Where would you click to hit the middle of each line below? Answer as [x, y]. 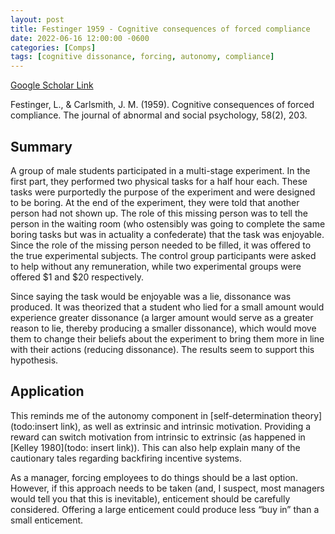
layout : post [37, 19]
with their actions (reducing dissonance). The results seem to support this [162, 349]
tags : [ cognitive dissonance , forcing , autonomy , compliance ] [142, 57]
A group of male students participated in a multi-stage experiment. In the [160, 170]
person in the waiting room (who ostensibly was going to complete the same [168, 223]
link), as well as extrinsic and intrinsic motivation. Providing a [186, 426]
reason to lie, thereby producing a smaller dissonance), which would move [163, 328]
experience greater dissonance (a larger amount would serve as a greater [162, 317]
